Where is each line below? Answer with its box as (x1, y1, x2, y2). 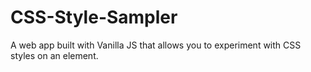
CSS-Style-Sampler (10, 6, 178, 29)
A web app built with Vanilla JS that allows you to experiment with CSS (10, 39, 302, 51)
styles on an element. (10, 49, 99, 61)
